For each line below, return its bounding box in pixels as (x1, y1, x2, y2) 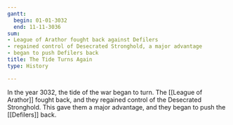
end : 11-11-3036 (13, 23, 61, 30)
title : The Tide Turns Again (7, 56, 93, 63)
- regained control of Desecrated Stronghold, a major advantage (7, 43, 202, 50)
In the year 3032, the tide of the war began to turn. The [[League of (7, 88, 203, 96)
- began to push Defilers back (7, 50, 99, 57)
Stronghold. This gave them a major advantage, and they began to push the (7, 103, 226, 111)
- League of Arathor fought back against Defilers (7, 37, 159, 44)
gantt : (7, 10, 27, 18)
